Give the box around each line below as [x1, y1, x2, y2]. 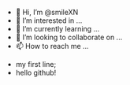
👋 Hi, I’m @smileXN [15, 8, 79, 17]
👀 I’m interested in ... [15, 16, 83, 25]
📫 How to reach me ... [15, 42, 89, 50]
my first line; [15, 60, 57, 68]
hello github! [15, 68, 57, 77]
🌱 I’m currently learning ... [15, 24, 100, 33]
